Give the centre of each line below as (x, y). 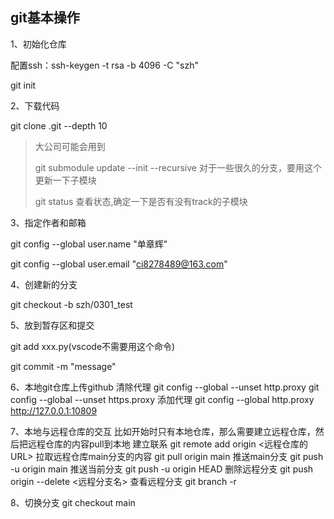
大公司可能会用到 (70, 146)
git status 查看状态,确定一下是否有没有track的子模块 (141, 201)
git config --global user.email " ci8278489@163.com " (119, 264)
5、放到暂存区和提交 (52, 325)
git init (23, 85)
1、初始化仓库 (38, 44)
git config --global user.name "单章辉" (89, 244)
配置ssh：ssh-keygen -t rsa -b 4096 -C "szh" (104, 65)
